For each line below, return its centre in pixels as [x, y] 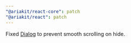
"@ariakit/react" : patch [36, 17]
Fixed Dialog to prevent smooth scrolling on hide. [65, 34]
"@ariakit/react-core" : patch [43, 11]
